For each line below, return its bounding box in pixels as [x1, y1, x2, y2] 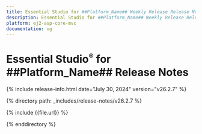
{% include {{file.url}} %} [6, 109, 69, 116]
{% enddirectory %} [6, 120, 56, 127]
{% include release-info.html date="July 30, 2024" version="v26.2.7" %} [6, 85, 187, 92]
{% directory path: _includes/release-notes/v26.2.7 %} [6, 97, 142, 104]
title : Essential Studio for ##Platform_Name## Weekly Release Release [6, 8, 189, 15]
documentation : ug [6, 25, 52, 32]
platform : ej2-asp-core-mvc [6, 20, 77, 26]
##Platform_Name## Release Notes [6, 65, 189, 79]
